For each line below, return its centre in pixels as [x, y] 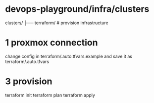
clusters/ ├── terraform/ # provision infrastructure [57, 23]
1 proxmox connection [51, 43]
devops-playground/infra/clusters [77, 9]
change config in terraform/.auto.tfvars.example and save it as [69, 56]
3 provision [29, 82]
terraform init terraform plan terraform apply [50, 95]
